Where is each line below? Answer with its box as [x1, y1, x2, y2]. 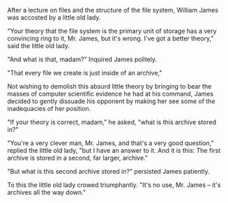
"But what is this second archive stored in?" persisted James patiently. [7, 167, 211, 175]
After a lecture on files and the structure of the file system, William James [7, 6, 218, 14]
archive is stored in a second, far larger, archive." [7, 153, 149, 162]
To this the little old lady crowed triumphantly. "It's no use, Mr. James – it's [7, 181, 221, 189]
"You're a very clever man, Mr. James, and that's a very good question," [7, 139, 214, 147]
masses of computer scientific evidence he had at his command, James [7, 90, 214, 98]
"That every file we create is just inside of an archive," [7, 69, 162, 77]
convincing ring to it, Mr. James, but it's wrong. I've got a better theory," [7, 34, 214, 43]
